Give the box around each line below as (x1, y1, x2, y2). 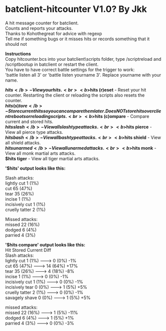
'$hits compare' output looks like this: (5, 241, 86, 247)
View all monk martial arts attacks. (5, 150, 76, 156)
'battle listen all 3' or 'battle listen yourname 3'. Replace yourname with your (5, 72, 162, 78)
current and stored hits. (5, 118, 53, 124)
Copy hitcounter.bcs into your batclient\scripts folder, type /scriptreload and (5, 56, 162, 62)
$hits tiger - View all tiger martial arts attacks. (5, 155, 100, 161)
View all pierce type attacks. (5, 129, 63, 135)
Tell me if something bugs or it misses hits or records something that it (5, 36, 150, 42)
